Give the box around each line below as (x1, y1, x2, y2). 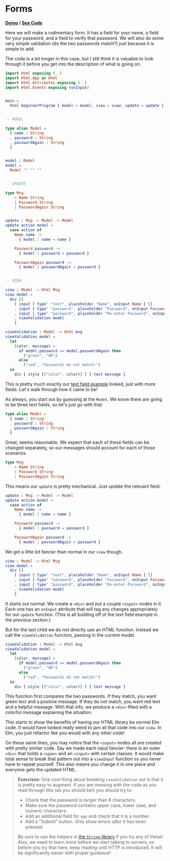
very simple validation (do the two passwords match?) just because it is (5, 40, 154, 46)
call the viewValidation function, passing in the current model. (5, 632, 136, 638)
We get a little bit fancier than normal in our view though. (5, 549, 123, 555)
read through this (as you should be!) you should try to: (17, 787, 133, 793)
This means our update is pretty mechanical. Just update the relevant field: (5, 483, 161, 489)
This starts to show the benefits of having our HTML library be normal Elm (5, 719, 160, 725)
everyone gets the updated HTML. (5, 767, 77, 773)
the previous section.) (5, 616, 51, 623)
